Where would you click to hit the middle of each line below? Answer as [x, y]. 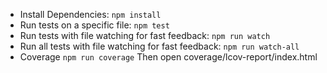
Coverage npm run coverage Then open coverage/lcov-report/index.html [168, 57]
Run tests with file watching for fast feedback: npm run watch [145, 35]
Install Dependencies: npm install [90, 14]
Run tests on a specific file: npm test [94, 25]
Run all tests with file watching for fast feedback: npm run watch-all [159, 46]
